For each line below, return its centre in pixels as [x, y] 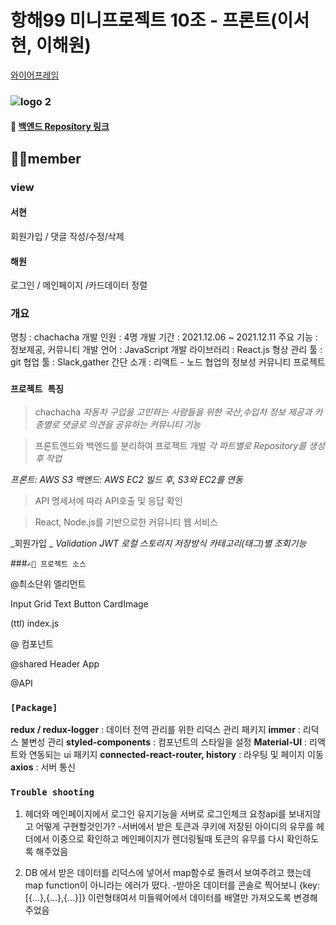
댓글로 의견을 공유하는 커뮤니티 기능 [131, 424]
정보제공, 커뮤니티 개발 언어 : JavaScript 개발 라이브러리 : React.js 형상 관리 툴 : [166, 350]
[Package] [34, 707]
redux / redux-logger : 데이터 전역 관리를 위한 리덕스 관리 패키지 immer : [155, 730]
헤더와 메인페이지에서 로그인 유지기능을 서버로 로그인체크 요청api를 [155, 814]
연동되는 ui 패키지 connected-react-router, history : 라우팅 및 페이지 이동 [176, 755]
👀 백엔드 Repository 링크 [60, 127]
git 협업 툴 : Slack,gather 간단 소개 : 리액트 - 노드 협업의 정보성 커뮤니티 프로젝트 [168, 362]
